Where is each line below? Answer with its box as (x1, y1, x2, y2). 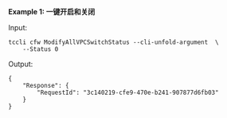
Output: (8, 59, 33, 69)
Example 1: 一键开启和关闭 (8, 7, 96, 16)
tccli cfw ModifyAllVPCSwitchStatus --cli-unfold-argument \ (8, 38, 219, 46)
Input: (8, 23, 28, 32)
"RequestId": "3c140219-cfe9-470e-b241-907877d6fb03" (37, 88, 219, 96)
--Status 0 (22, 45, 59, 53)
